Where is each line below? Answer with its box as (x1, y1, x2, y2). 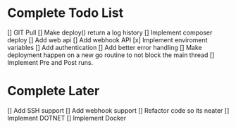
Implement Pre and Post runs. (7, 58, 94, 66)
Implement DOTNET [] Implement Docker (7, 113, 127, 122)
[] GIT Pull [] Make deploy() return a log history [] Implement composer (7, 28, 213, 37)
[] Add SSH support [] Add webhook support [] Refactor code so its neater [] (7, 106, 230, 114)
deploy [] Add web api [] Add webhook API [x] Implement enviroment (7, 35, 208, 44)
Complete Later (7, 83, 100, 99)
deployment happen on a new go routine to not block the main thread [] (7, 51, 215, 59)
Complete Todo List (7, 5, 124, 21)
